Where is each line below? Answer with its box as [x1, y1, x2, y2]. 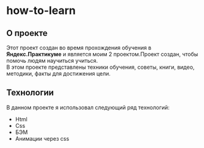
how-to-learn [6, 4, 76, 18]
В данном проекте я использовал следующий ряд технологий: [6, 104, 170, 111]
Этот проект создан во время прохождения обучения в [6, 44, 151, 51]
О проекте [6, 28, 48, 38]
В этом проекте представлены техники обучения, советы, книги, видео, [6, 63, 195, 71]
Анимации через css [15, 135, 70, 142]
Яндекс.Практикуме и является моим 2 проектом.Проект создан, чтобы [6, 51, 199, 58]
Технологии [6, 88, 54, 98]
